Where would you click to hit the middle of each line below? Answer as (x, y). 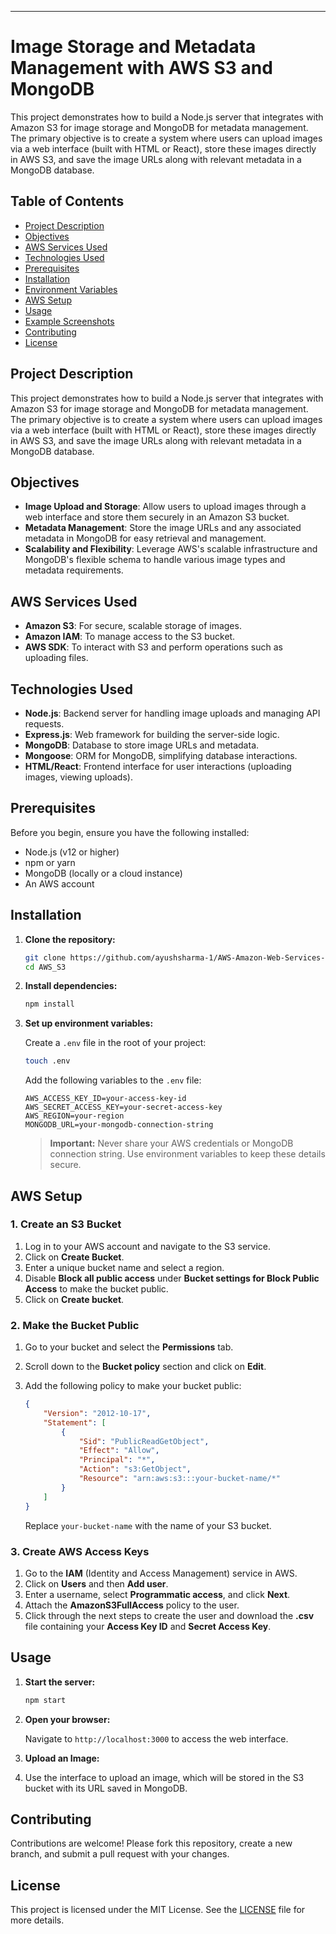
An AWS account (59, 883)
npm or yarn (50, 862)
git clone (45, 957)
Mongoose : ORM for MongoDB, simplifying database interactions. (161, 755)
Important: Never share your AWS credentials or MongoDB (171, 1143)
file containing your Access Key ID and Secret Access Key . (148, 1626)
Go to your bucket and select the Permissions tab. (129, 1347)
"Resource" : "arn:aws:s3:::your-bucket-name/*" (179, 1479)
